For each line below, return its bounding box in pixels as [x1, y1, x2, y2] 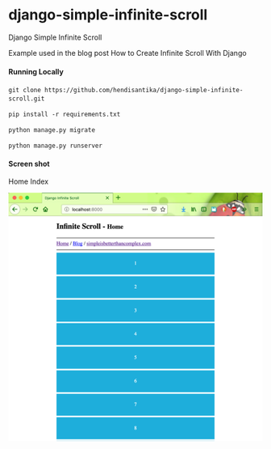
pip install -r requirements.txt [8, 111, 121, 119]
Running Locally [8, 66, 65, 76]
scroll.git [8, 95, 45, 103]
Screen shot [8, 159, 50, 168]
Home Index [8, 176, 49, 187]
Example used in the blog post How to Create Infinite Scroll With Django [8, 48, 248, 57]
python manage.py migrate [8, 126, 95, 134]
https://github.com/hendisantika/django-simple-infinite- [44, 87, 244, 95]
